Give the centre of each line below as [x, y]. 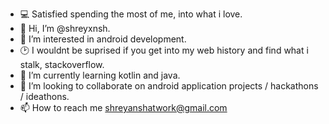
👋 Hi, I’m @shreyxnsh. [65, 28]
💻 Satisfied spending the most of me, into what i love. [131, 14]
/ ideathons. [44, 96]
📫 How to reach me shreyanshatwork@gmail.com [123, 107]
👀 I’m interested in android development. [103, 39]
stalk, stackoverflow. [62, 64]
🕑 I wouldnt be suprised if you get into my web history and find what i [164, 50]
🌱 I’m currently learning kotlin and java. [100, 75]
